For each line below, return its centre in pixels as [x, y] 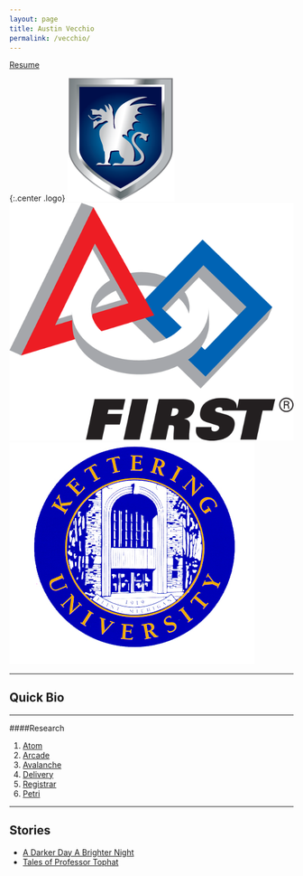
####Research [37, 728]
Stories [30, 830]
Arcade [36, 755]
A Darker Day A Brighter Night [78, 852]
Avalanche [42, 765]
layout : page [34, 19]
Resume [25, 65]
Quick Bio [37, 697]
